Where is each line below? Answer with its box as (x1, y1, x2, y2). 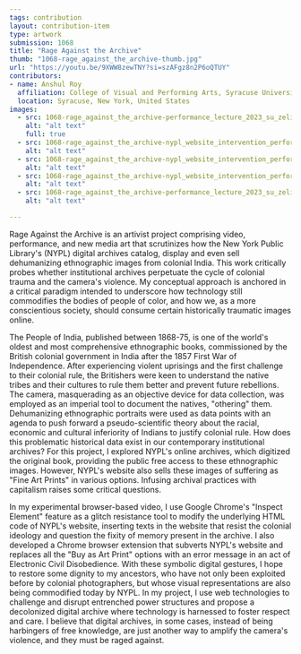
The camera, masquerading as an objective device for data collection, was (9, 389, 285, 400)
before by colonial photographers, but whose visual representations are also (9, 577, 291, 588)
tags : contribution (9, 13, 82, 22)
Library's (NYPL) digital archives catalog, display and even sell (9, 247, 240, 258)
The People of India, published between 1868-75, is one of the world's (9, 331, 269, 342)
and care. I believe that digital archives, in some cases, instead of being (9, 615, 273, 626)
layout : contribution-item (9, 22, 110, 30)
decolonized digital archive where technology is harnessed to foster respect (9, 606, 290, 616)
